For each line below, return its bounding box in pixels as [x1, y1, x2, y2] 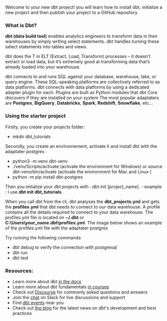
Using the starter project [5, 112, 66, 119]
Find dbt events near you [12, 300, 64, 306]
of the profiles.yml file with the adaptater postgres [5, 225, 108, 231]
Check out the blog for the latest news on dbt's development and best [12, 305, 157, 311]
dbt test [12, 255, 29, 261]
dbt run [12, 249, 28, 255]
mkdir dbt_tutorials [12, 133, 51, 139]
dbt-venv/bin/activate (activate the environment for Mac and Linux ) [12, 169, 152, 175]
